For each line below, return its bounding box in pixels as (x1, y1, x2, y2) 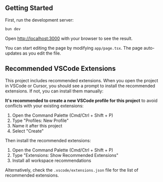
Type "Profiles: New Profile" (12, 118, 69, 123)
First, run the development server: (5, 17, 74, 23)
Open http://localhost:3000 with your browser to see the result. (5, 35, 133, 41)
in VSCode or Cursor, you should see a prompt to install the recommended (5, 83, 156, 89)
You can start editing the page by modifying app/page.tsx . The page (5, 45, 143, 51)
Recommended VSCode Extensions (5, 64, 116, 73)
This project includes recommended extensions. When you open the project (5, 77, 158, 83)
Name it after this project (12, 122, 63, 128)
